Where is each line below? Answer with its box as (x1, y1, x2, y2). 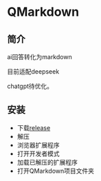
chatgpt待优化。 (7, 82, 54, 90)
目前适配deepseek (7, 67, 60, 76)
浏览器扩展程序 (16, 140, 60, 149)
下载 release (16, 123, 51, 131)
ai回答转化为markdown (7, 53, 72, 61)
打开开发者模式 (16, 149, 60, 158)
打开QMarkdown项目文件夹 (16, 167, 95, 175)
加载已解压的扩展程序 (16, 158, 78, 166)
